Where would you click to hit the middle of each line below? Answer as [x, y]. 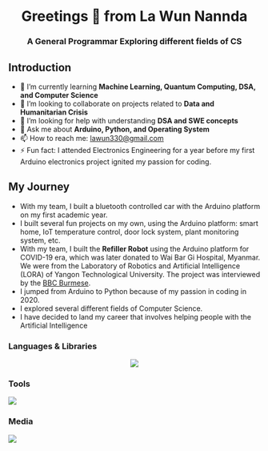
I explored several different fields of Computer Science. [111, 308]
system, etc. [40, 240]
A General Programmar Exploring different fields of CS [134, 42]
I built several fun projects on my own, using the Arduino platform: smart [139, 223]
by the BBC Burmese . [55, 283]
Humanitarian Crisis [54, 112]
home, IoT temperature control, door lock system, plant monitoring [129, 232]
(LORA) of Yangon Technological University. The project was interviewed [140, 274]
